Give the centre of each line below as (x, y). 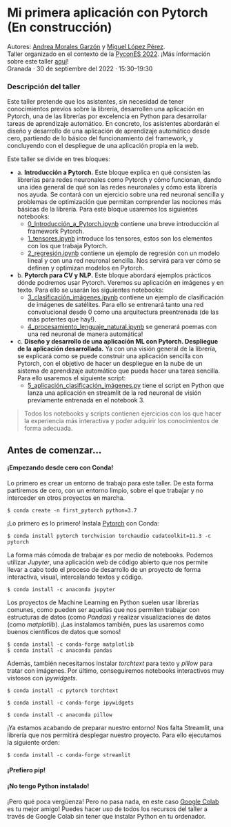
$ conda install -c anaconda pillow (60, 715)
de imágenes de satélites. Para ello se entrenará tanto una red (115, 305)
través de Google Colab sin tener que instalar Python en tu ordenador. (107, 816)
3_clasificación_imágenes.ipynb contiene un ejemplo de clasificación (125, 297)
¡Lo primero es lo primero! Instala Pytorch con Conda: (83, 523)
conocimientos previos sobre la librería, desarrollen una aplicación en (106, 109)
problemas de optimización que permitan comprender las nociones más (119, 202)
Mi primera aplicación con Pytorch (108, 13)
